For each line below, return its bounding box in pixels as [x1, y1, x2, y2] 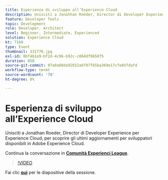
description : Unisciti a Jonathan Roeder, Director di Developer [5, 12, 144, 17]
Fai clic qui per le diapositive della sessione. [5, 169, 96, 175]
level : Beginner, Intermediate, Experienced [5, 30, 99, 35]
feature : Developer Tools [5, 16, 59, 21]
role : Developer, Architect [5, 26, 64, 31]
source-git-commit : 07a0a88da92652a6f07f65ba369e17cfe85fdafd [5, 63, 137, 68]
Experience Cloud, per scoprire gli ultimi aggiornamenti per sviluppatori [5, 135, 152, 141]
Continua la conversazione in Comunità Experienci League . [5, 150, 129, 156]
